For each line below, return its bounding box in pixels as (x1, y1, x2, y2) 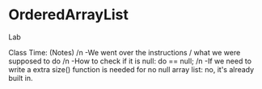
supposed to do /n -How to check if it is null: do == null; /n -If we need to (8, 56, 252, 66)
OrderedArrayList (8, 6, 129, 24)
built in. (8, 73, 34, 83)
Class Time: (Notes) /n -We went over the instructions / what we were (8, 47, 241, 57)
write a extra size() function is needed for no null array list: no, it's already (8, 64, 255, 74)
